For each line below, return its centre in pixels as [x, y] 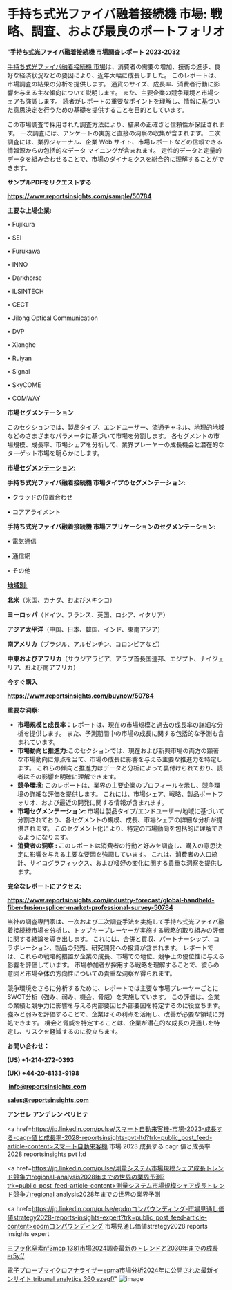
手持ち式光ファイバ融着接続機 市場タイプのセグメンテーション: [97, 482]
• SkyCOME [24, 385]
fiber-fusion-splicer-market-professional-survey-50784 [90, 907]
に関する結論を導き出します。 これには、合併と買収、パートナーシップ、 [110, 939]
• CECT [18, 304]
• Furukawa [24, 251]
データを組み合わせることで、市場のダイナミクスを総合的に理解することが [113, 159]
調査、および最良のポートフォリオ [128, 31]
